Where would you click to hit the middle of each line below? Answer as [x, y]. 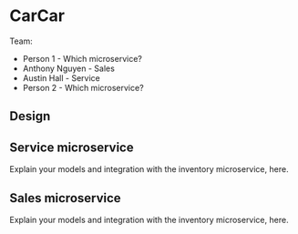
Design [30, 116]
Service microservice [72, 147]
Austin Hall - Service [61, 77]
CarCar [37, 16]
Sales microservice [65, 198]
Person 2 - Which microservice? [83, 87]
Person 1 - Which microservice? [82, 58]
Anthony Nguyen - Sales [69, 68]
